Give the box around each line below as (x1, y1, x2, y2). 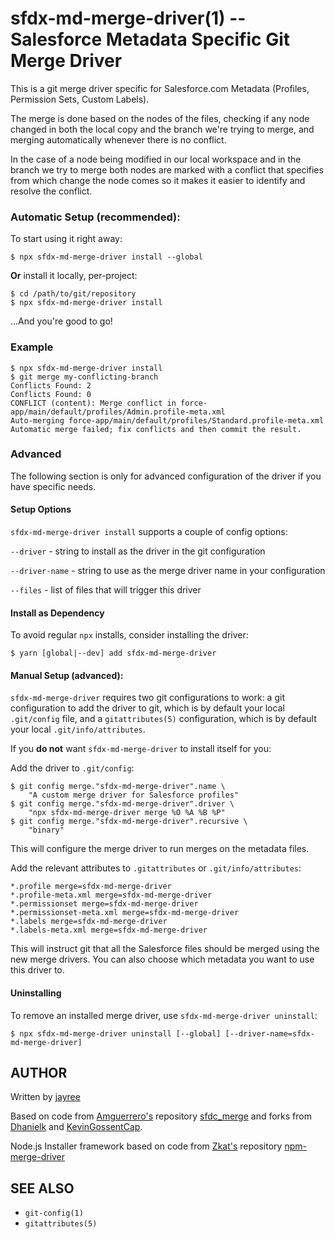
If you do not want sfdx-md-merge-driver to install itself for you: (10, 743, 272, 755)
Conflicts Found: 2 (10, 380, 92, 391)
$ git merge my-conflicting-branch (10, 372, 159, 382)
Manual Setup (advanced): (10, 669, 124, 681)
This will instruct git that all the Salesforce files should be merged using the (10, 943, 320, 955)
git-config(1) (24, 1208, 84, 1219)
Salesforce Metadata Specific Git (10, 28, 291, 51)
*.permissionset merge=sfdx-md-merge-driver (10, 899, 199, 909)
